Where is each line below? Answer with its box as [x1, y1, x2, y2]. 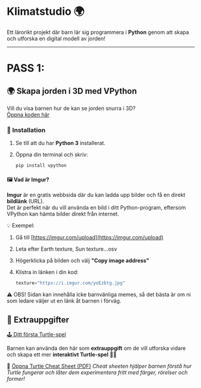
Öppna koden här [7, 111, 50, 118]
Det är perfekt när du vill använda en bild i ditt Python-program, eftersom [7, 204, 186, 211]
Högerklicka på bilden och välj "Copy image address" [15, 257, 150, 264]
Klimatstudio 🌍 [7, 5, 85, 19]
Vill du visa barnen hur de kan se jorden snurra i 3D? [7, 104, 136, 112]
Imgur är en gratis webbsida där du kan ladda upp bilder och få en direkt [7, 192, 185, 199]
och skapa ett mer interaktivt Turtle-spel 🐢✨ [7, 351, 117, 358]
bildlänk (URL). [7, 198, 44, 205]
